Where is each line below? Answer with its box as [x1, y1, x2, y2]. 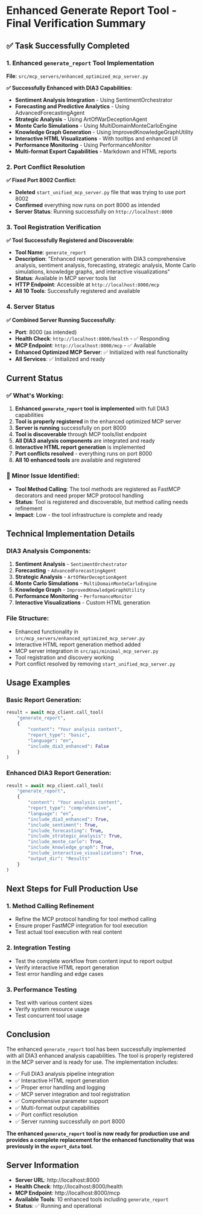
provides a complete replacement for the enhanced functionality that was [6, 1136, 195, 1144]
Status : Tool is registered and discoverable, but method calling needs [14, 498, 188, 505]
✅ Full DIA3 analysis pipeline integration [14, 1070, 115, 1077]
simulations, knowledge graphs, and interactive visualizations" [14, 268, 171, 275]
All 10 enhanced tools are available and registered [14, 456, 140, 463]
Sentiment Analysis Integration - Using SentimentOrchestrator [14, 96, 173, 103]
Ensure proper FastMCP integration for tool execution [14, 922, 148, 929]
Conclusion [6, 1029, 51, 1040]
